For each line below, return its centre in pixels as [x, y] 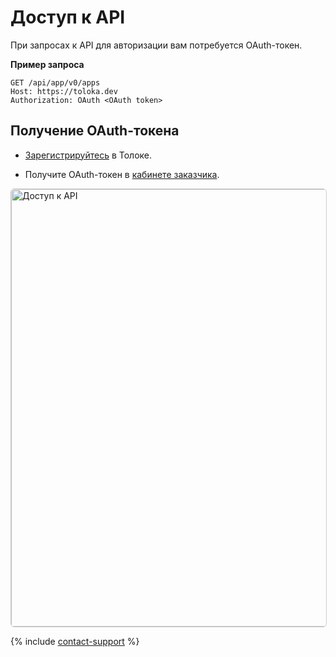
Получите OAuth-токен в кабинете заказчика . [122, 174]
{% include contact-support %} [75, 641]
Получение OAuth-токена [95, 131]
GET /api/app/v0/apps [55, 82]
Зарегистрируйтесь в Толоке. [88, 155]
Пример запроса [47, 64]
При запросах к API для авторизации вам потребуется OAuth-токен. [156, 45]
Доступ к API [68, 17]
